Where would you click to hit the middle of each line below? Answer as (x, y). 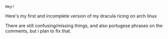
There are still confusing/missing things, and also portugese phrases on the (84, 25)
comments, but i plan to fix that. (38, 31)
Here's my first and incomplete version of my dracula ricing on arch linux (81, 16)
